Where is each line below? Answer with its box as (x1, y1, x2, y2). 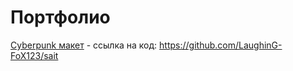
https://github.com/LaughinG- (159, 39, 283, 51)
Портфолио (10, 6, 111, 29)
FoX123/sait (10, 49, 59, 61)
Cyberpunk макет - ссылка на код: (10, 39, 158, 51)
